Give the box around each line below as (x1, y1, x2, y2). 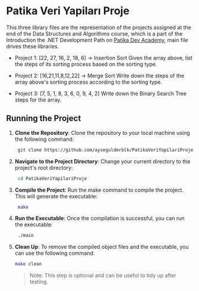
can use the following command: (14, 249, 95, 257)
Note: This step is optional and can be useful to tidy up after (29, 272, 176, 279)
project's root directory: (14, 164, 73, 171)
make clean (14, 261, 42, 267)
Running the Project (6, 113, 81, 124)
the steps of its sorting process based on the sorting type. (14, 61, 157, 68)
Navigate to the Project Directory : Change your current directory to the (14, 157, 191, 165)
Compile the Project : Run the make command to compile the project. (14, 186, 184, 194)
